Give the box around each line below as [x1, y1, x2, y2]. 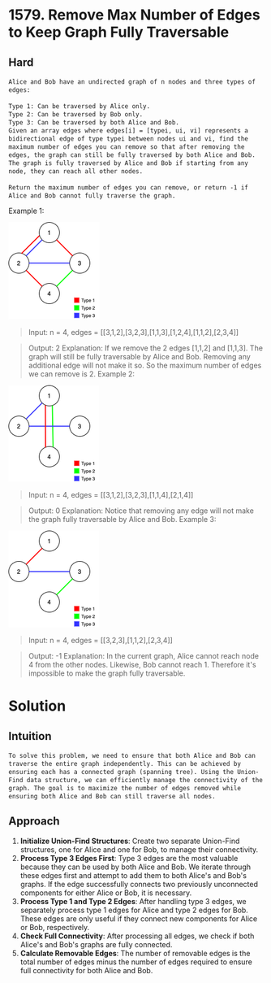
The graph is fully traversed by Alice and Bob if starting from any [8, 159, 249, 167]
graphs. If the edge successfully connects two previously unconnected [19, 879, 258, 889]
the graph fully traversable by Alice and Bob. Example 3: [28, 515, 217, 524]
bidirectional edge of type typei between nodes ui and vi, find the [8, 135, 249, 143]
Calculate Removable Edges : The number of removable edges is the [19, 948, 251, 958]
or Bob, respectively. [19, 922, 90, 932]
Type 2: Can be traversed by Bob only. [8, 111, 144, 119]
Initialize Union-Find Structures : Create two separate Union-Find [19, 836, 240, 846]
